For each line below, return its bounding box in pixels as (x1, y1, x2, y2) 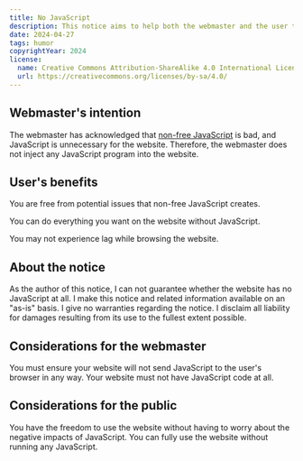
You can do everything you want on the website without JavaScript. (9, 216, 261, 226)
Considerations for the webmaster (9, 338, 207, 354)
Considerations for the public (9, 398, 178, 413)
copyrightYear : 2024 (9, 47, 87, 56)
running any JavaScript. (9, 441, 98, 452)
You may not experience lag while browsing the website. (9, 234, 219, 244)
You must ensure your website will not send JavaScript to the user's (9, 363, 262, 373)
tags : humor (9, 38, 54, 48)
